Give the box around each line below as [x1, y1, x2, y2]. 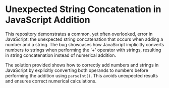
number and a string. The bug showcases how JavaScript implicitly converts [5, 41, 164, 47]
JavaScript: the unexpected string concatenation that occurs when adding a [5, 36, 163, 42]
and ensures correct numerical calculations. [5, 78, 97, 84]
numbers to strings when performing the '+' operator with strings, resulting [5, 47, 161, 53]
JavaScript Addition [5, 14, 90, 26]
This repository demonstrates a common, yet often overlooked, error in [5, 31, 153, 37]
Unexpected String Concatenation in [5, 4, 161, 15]
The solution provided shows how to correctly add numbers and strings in [5, 62, 159, 68]
